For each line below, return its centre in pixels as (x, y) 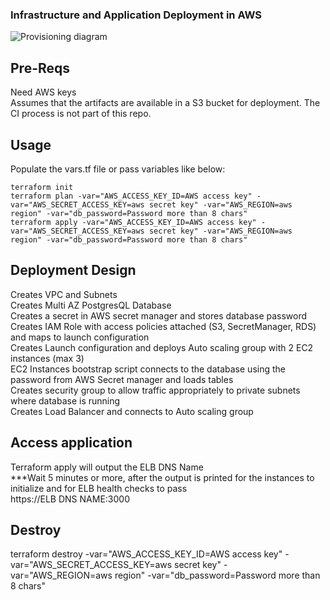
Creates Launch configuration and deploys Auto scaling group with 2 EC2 (162, 347)
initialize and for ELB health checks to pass (99, 488)
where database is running (65, 400)
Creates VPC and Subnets (64, 294)
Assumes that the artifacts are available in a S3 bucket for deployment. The (165, 103)
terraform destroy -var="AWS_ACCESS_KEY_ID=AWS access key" (146, 554)
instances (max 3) (47, 358)
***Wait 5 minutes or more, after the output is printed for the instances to (162, 477)
